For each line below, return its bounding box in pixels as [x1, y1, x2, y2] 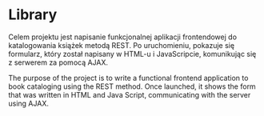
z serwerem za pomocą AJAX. [8, 58, 109, 67]
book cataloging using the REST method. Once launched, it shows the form [8, 82, 256, 91]
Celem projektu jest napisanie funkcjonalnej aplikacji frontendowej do [8, 32, 238, 42]
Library [8, 6, 58, 24]
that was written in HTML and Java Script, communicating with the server [8, 90, 251, 99]
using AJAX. [8, 98, 50, 108]
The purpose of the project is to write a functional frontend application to [8, 73, 249, 82]
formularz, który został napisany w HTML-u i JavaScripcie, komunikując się [8, 49, 257, 58]
